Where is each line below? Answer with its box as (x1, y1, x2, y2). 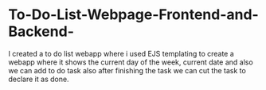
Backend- (8, 22, 74, 41)
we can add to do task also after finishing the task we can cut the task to (8, 65, 247, 75)
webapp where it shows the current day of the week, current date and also (8, 57, 253, 67)
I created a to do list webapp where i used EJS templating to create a (8, 49, 235, 58)
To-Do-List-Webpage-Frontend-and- (8, 6, 259, 24)
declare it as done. (8, 74, 69, 84)
